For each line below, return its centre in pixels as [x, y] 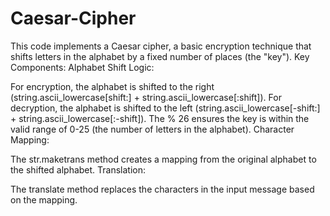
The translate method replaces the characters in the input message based [162, 189]
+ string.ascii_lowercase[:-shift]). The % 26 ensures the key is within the [160, 118]
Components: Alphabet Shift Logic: [82, 67]
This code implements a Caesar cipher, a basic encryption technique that [161, 46]
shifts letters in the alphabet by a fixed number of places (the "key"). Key [160, 56]
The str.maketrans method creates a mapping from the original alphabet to [163, 159]
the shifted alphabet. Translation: [78, 169]
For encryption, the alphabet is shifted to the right [112, 86]
